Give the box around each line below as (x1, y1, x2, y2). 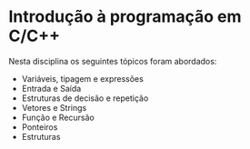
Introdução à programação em (8, 6, 242, 27)
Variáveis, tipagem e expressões (21, 73, 145, 84)
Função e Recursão (21, 112, 95, 123)
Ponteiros (21, 121, 58, 133)
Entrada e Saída (21, 83, 82, 94)
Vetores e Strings (21, 102, 87, 113)
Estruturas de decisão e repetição (21, 93, 149, 104)
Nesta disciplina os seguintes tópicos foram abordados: (8, 55, 217, 66)
